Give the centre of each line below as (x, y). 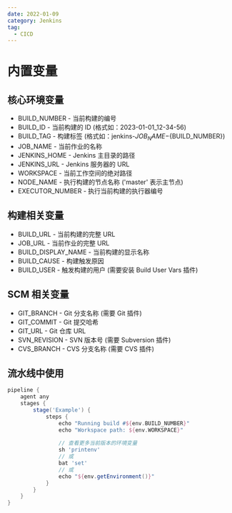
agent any (35, 397)
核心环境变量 (36, 100)
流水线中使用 (36, 374)
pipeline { (24, 390)
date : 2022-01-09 (33, 14)
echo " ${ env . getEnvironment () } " (106, 476)
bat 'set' (73, 463)
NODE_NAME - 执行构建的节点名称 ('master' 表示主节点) (100, 182)
